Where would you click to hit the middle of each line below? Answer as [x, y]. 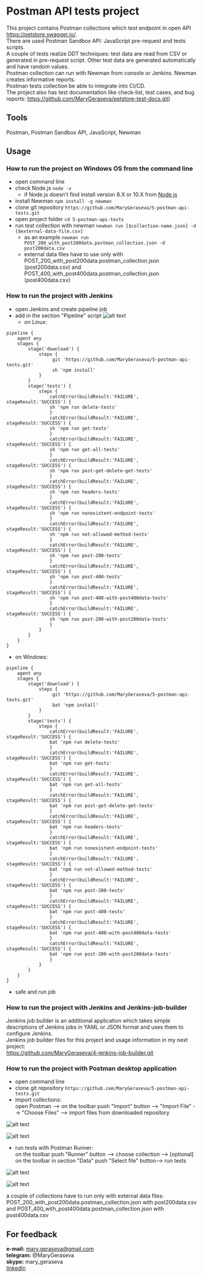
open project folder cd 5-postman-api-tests [69, 219]
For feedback [32, 1234]
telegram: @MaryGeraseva [40, 1255]
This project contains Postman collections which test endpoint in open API [99, 28]
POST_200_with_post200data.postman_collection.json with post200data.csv [101, 1203]
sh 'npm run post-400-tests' [86, 576]
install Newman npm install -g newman [63, 201]
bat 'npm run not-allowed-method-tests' [101, 869]
